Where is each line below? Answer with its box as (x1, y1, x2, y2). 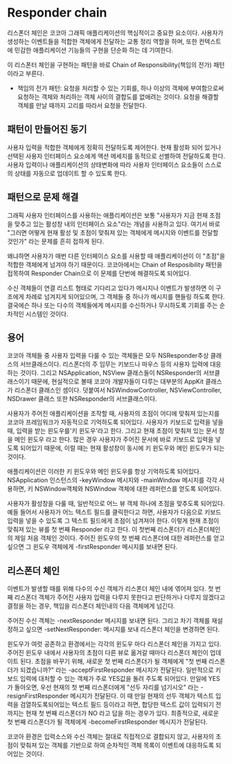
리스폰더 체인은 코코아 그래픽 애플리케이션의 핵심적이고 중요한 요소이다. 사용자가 (7, 28, 224, 37)
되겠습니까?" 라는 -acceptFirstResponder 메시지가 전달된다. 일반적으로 (19, 666, 214, 674)
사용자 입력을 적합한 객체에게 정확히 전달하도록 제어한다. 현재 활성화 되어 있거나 (7, 143, 222, 152)
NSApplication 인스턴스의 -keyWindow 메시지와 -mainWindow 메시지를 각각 (7, 476, 217, 484)
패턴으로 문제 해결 (7, 192, 79, 203)
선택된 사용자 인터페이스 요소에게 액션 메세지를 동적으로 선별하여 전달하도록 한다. (7, 152, 226, 160)
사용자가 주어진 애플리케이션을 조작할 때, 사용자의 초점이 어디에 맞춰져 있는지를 (7, 410, 220, 418)
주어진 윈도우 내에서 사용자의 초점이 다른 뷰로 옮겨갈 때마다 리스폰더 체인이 (7, 648, 209, 657)
